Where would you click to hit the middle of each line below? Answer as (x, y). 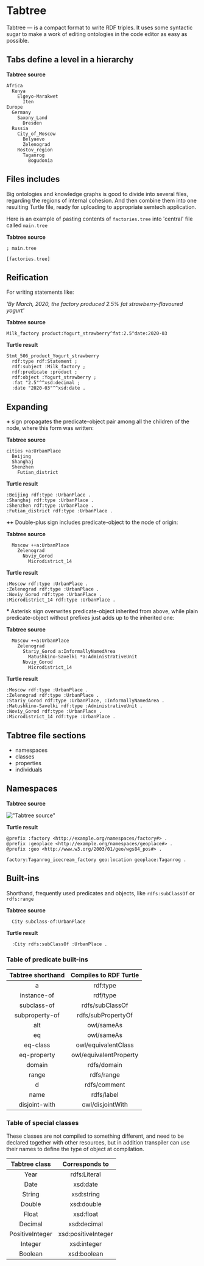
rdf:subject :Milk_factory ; (49, 367)
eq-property (37, 1055)
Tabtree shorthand (37, 975)
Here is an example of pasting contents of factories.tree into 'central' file (100, 219)
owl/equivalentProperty (105, 1055)
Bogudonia (40, 160)
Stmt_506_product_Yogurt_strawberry (53, 356)
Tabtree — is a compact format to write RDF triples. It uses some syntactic (100, 27)
